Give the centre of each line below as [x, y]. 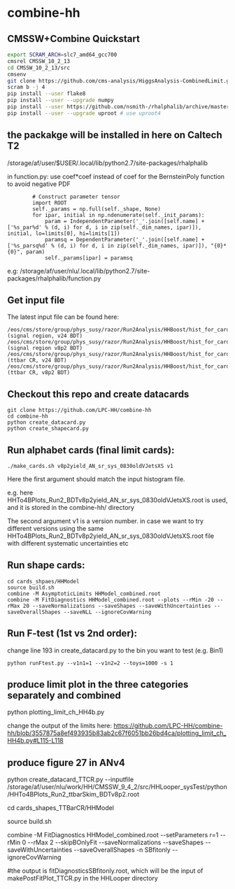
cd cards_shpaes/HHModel [43, 581]
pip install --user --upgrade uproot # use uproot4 [84, 113]
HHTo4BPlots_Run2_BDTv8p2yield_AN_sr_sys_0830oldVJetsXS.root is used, [117, 500]
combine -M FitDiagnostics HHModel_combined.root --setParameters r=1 [113, 835]
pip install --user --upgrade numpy [60, 100]
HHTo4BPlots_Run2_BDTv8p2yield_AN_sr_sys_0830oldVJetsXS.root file [111, 536]
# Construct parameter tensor [76, 197]
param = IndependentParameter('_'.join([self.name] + [124, 221]
